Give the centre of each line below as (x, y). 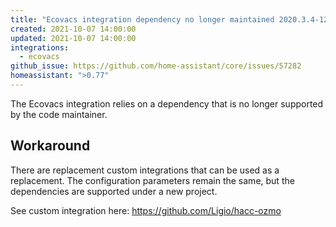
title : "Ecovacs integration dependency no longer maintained (142, 19)
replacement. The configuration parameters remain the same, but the (152, 180)
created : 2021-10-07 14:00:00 (73, 29)
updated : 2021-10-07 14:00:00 (73, 38)
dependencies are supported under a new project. (114, 191)
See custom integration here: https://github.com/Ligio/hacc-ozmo (146, 210)
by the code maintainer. (59, 114)
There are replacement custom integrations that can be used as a (145, 170)
